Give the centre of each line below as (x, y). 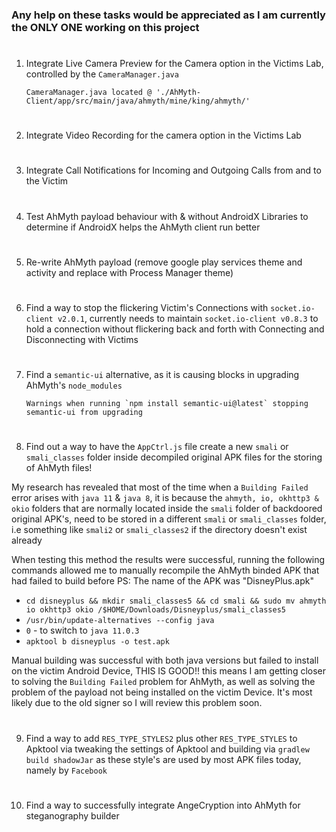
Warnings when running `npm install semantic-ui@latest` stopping (167, 404)
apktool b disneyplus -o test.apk (97, 642)
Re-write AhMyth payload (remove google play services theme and (164, 262)
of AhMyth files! (59, 468)
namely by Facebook (66, 770)
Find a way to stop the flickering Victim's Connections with (147, 308)
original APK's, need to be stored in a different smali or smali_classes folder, (169, 519)
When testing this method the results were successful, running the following (168, 560)
